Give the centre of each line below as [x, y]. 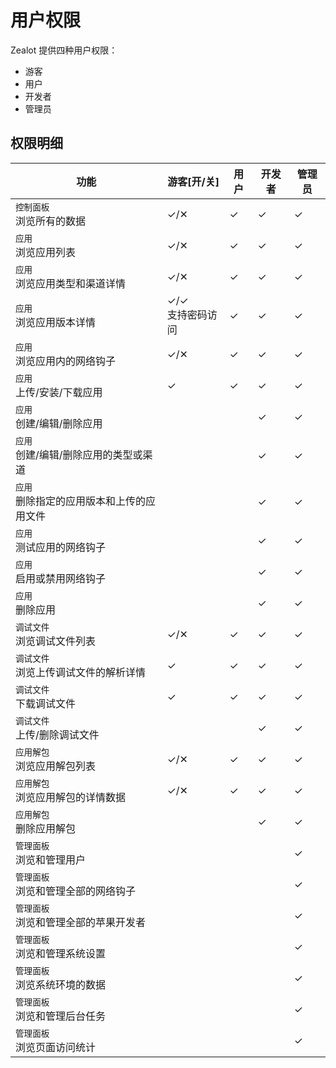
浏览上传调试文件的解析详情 [81, 672]
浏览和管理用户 [51, 859]
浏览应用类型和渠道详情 [71, 283]
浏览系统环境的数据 [61, 984]
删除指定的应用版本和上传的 [81, 501]
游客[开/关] [193, 181]
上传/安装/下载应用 [59, 392]
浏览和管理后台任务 [61, 1016]
